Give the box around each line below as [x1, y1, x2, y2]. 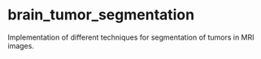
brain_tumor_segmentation [7, 6, 195, 24]
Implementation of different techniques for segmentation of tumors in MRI [7, 32, 254, 42]
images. [7, 40, 34, 50]
